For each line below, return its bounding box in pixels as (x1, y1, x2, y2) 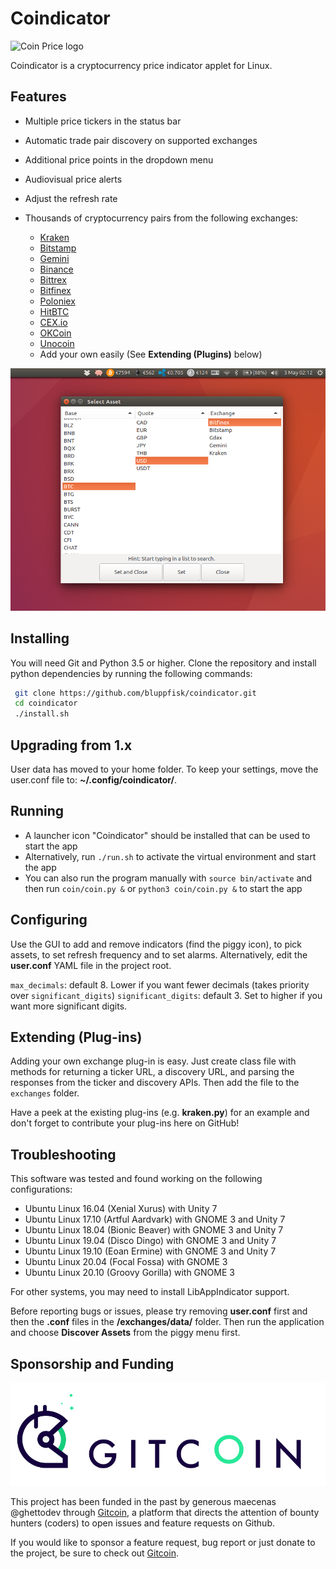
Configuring (10, 912, 88, 929)
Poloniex (39, 295, 76, 307)
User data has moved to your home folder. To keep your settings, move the (10, 763, 319, 776)
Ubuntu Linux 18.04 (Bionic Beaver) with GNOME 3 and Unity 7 (24, 1224, 284, 1236)
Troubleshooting (10, 1146, 117, 1163)
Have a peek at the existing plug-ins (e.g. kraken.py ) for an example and (10, 1107, 310, 1119)
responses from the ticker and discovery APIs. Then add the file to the (10, 1077, 300, 1089)
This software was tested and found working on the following (10, 1173, 263, 1185)
